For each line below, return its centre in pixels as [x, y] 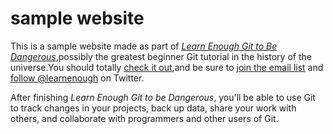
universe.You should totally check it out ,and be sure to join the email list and [167, 67]
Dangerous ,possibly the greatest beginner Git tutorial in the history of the [161, 56]
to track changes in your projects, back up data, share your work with [153, 108]
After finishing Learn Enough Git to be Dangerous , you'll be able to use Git [163, 97]
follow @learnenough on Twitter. [77, 78]
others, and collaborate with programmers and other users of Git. [144, 118]
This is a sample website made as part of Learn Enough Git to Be [144, 46]
